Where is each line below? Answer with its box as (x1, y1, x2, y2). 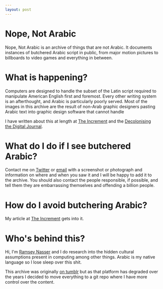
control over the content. (5, 279, 55, 285)
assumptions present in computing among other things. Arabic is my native (5, 254, 156, 260)
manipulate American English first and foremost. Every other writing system (5, 93, 157, 99)
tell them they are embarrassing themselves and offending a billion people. (5, 183, 155, 188)
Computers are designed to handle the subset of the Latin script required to (5, 88, 157, 94)
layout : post (5, 7, 32, 12)
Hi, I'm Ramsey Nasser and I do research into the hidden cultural (5, 249, 134, 255)
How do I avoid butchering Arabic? (5, 200, 147, 210)
